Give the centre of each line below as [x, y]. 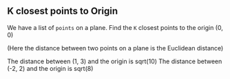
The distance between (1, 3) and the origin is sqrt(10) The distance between [115, 61]
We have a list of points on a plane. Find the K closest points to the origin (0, [115, 27]
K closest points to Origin [63, 11]
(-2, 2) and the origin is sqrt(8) [50, 68]
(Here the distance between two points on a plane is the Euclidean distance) [115, 48]
